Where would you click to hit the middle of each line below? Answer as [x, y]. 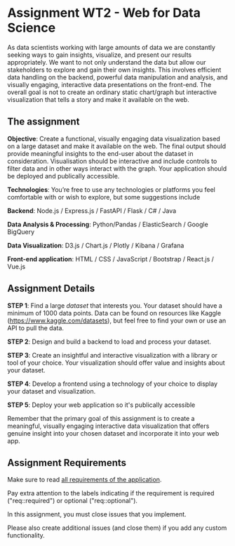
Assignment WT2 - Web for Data [104, 13]
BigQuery [21, 232]
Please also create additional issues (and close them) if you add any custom [117, 528]
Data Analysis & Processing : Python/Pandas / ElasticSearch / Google [108, 224]
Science [32, 28]
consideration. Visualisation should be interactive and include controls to [112, 161]
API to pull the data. [36, 327]
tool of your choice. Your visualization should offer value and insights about [116, 363]
